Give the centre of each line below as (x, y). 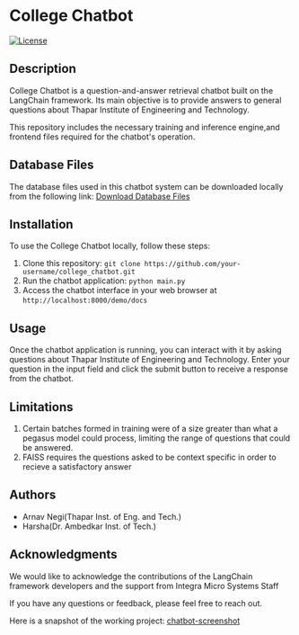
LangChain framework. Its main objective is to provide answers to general (145, 100)
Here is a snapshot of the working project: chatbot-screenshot (125, 621)
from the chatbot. (42, 379)
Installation (41, 224)
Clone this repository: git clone (81, 264)
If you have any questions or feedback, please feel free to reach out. (136, 603)
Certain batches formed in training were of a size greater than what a (150, 429)
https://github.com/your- (193, 264)
